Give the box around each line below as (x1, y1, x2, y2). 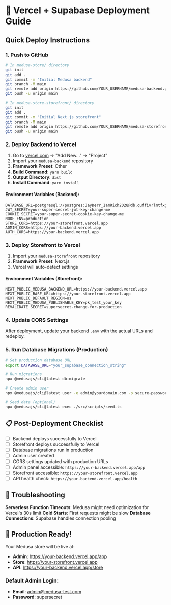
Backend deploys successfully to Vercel (12, 435, 97, 441)
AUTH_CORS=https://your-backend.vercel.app (5, 229, 99, 234)
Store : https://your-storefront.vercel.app (12, 559, 98, 565)
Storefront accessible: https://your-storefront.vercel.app (12, 470, 138, 476)
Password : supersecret (12, 594, 62, 600)
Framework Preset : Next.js (12, 258, 70, 264)
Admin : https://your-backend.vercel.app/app (12, 553, 107, 560)
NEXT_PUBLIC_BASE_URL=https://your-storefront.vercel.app (5, 291, 131, 297)
